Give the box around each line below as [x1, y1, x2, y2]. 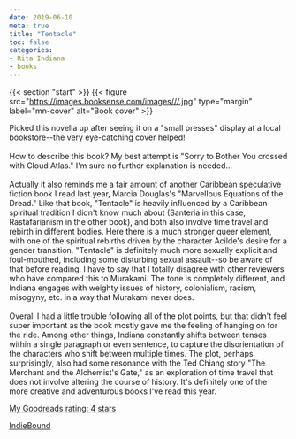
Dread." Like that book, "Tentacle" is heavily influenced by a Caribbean [9, 197, 268, 208]
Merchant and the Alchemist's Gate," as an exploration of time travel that [9, 366, 274, 377]
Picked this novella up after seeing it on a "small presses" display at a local [9, 122, 281, 133]
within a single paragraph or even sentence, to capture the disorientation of [9, 338, 285, 350]
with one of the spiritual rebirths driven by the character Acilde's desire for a [9, 235, 287, 246]
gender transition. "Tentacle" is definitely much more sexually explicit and [9, 244, 277, 255]
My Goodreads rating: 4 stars [9, 403, 117, 413]
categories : [9, 46, 53, 55]
